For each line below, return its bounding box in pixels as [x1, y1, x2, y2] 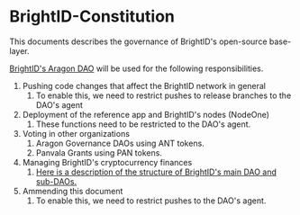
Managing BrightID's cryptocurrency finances [22, 157, 193, 167]
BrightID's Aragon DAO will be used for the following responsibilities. [9, 63, 264, 74]
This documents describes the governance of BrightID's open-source [9, 36, 268, 47]
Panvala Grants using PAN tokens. [35, 147, 162, 158]
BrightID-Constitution [9, 6, 176, 27]
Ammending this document [22, 185, 123, 196]
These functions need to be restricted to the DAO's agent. [35, 119, 251, 130]
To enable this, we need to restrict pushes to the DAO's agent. [35, 195, 267, 206]
